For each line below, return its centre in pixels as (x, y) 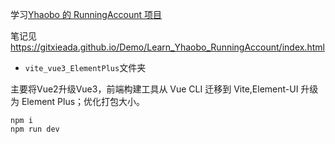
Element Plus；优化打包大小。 (83, 101)
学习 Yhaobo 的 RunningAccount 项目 (86, 14)
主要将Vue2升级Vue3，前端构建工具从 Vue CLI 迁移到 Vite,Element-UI (154, 89)
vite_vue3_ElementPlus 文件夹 (85, 67)
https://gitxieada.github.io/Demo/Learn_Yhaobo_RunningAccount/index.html (167, 47)
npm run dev (35, 129)
